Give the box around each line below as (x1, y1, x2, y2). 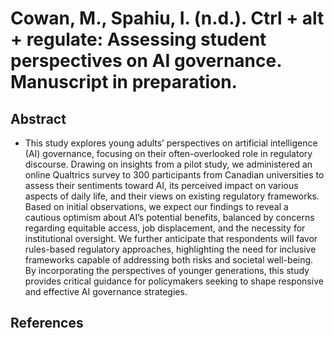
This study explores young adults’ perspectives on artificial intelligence (24, 137, 318, 149)
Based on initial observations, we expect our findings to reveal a (24, 201, 289, 212)
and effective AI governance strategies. (24, 286, 188, 297)
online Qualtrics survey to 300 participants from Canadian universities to (24, 169, 325, 181)
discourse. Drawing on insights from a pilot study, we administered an (24, 158, 313, 170)
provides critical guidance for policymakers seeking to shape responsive (24, 275, 324, 287)
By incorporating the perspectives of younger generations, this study (24, 265, 310, 276)
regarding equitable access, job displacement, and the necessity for (24, 222, 306, 234)
